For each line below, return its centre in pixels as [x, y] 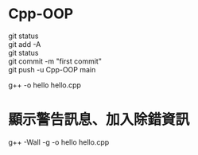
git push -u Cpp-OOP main [52, 69]
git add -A [25, 44]
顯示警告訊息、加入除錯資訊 [99, 120]
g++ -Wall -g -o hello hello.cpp [59, 142]
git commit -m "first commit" [55, 61]
